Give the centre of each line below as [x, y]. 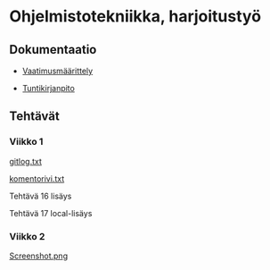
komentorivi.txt [37, 178]
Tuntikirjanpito [49, 88]
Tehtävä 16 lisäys [41, 196]
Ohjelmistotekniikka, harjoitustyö [135, 17]
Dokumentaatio [53, 50]
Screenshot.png [39, 256]
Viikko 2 [27, 236]
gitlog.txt [26, 161]
